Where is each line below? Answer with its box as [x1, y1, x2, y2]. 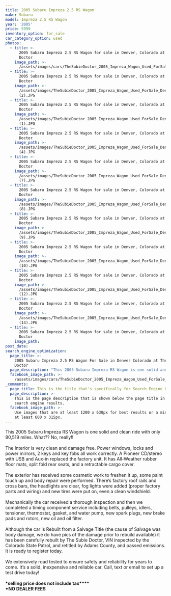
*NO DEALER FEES [5, 585, 46, 591]
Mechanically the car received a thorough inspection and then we [5, 499, 143, 505]
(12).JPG [18, 291, 38, 297]
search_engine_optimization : [5, 348, 67, 354]
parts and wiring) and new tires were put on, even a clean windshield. [5, 488, 151, 494]
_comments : [5, 382, 28, 387]
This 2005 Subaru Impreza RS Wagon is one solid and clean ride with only [5, 428, 161, 435]
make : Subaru [5, 12, 33, 17]
